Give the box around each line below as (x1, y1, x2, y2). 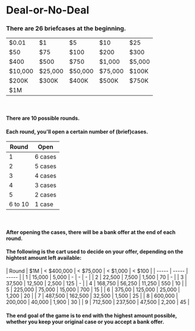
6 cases (34, 153, 57, 161)
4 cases (34, 172, 57, 180)
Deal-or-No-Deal (6, 4, 89, 17)
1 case (34, 200, 54, 208)
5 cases (34, 162, 57, 170)
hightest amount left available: (6, 254, 82, 261)
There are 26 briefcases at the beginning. (6, 25, 127, 33)
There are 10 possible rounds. (6, 115, 80, 122)
